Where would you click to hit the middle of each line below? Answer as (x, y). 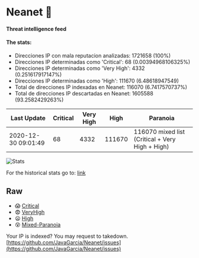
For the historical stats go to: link (46, 173)
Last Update (28, 118)
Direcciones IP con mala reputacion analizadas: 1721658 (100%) (93, 55)
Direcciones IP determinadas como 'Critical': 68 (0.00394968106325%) (102, 62)
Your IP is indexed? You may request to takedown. (67, 236)
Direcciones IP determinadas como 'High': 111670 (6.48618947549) (97, 81)
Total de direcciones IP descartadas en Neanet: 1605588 (84, 93)
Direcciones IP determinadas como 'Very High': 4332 (80, 68)
